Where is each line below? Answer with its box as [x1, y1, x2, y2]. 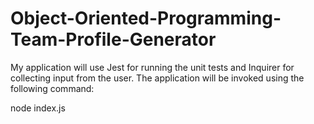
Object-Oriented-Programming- [10, 7, 282, 30]
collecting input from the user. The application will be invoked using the [10, 72, 305, 84]
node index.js [10, 102, 66, 114]
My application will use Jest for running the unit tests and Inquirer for [10, 61, 295, 73]
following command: [10, 82, 95, 94]
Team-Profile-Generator [10, 28, 217, 51]
